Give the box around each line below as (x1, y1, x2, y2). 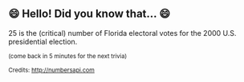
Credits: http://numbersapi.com (8, 66, 95, 74)
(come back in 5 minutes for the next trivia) (8, 52, 127, 60)
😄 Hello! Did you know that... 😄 (8, 7, 171, 21)
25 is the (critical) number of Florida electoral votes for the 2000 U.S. (8, 28, 237, 37)
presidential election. (8, 37, 78, 46)
